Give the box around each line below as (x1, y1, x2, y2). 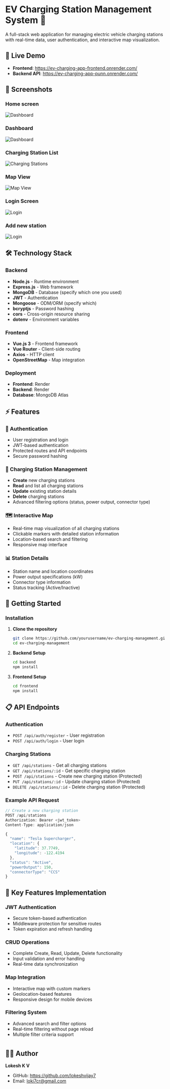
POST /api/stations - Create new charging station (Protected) (12, 773, 143, 779)
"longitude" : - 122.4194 (14, 851, 65, 856)
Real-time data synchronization (12, 961, 78, 967)
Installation (5, 615, 34, 622)
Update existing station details (12, 488, 77, 494)
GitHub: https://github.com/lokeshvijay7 (12, 1073, 96, 1079)
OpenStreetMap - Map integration (12, 357, 85, 363)
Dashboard (5, 125, 33, 132)
